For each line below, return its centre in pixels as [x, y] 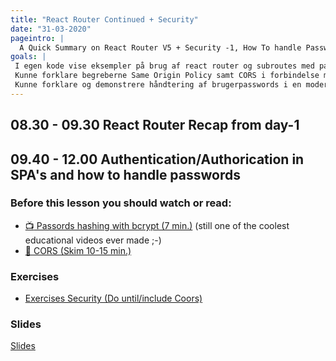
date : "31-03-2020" [51, 29]
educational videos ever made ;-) [93, 240]
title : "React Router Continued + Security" [104, 19]
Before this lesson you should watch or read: [121, 203]
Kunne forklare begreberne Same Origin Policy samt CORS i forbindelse [167, 76]
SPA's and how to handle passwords [126, 174]
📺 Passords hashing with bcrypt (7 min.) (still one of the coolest [157, 225]
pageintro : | [37, 38]
